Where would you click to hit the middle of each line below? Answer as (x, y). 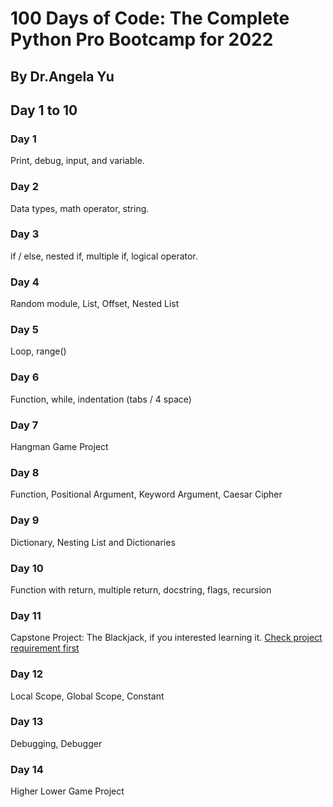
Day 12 (27, 674)
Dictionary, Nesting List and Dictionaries (93, 542)
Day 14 (27, 769)
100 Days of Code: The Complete (150, 18)
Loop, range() (38, 351)
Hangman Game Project (59, 447)
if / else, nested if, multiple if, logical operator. (104, 256)
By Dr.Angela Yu (62, 76)
